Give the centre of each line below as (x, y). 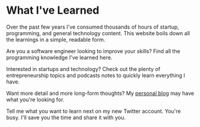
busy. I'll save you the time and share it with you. (66, 117)
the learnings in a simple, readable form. (56, 39)
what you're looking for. (35, 100)
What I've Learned (53, 10)
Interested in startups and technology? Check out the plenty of (83, 69)
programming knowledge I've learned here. (59, 57)
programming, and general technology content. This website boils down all (98, 33)
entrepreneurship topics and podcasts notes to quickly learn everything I (96, 75)
